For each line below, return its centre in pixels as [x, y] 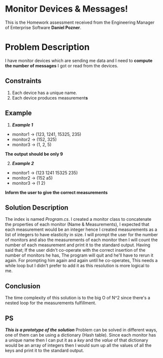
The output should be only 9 [34, 154]
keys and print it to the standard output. [44, 350]
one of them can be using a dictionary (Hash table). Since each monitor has [81, 335]
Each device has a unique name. [44, 93]
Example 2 [23, 163]
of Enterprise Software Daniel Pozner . [43, 27]
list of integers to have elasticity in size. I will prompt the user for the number [81, 235]
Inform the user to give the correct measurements [57, 192]
